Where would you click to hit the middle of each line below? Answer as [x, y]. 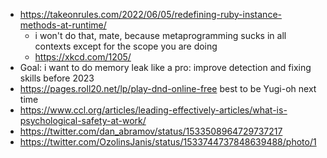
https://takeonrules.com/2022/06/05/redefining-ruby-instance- [150, 14]
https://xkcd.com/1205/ [83, 57]
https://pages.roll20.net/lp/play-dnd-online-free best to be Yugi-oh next [168, 88]
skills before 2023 [57, 78]
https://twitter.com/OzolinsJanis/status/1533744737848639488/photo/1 [168, 142]
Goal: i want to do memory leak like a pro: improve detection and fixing [165, 67]
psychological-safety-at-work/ [83, 120]
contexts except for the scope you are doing [126, 46]
